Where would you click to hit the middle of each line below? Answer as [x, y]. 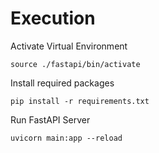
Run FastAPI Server [50, 119]
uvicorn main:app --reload [66, 138]
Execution [53, 18]
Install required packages [62, 83]
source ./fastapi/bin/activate [75, 64]
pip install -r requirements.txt [80, 101]
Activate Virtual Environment [69, 46]
